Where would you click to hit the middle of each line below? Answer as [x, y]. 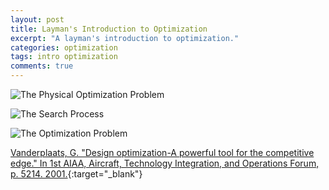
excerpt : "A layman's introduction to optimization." [125, 38]
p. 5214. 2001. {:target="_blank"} [76, 174]
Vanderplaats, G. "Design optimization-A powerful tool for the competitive [162, 152]
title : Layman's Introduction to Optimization [109, 29]
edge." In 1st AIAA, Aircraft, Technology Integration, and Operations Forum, [165, 163]
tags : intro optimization [64, 57]
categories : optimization [64, 47]
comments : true [42, 66]
